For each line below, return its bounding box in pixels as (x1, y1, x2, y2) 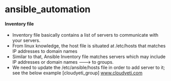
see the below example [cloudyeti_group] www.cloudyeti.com (12, 70, 143, 76)
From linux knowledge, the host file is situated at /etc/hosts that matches (12, 43, 166, 49)
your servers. (12, 37, 40, 44)
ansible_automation (5, 4, 91, 15)
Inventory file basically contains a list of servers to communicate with (12, 32, 159, 38)
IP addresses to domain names (12, 48, 78, 55)
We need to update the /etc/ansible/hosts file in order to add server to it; (12, 65, 165, 71)
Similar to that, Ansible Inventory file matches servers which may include (12, 53, 166, 60)
